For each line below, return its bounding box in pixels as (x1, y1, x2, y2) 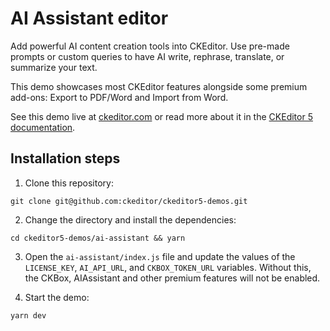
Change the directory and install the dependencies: (24, 213, 237, 226)
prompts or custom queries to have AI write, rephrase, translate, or (10, 50, 285, 62)
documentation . (10, 121, 76, 133)
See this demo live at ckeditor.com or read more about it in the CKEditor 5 (10, 110, 313, 122)
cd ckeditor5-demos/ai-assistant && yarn (10, 233, 186, 243)
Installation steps (10, 150, 121, 167)
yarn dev (10, 310, 47, 321)
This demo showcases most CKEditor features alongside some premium (10, 80, 308, 92)
